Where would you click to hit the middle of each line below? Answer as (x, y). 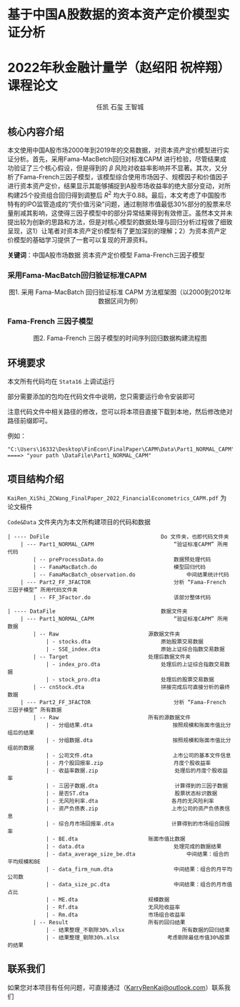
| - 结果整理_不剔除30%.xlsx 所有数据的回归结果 (138, 930)
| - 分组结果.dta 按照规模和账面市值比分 (138, 725)
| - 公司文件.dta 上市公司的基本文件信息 (138, 755)
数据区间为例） (120, 301)
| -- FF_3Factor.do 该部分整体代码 (122, 597)
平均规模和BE (24, 861)
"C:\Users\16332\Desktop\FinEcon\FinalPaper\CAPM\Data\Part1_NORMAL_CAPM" (121, 449)
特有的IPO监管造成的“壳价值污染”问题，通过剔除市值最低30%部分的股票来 (116, 204)
